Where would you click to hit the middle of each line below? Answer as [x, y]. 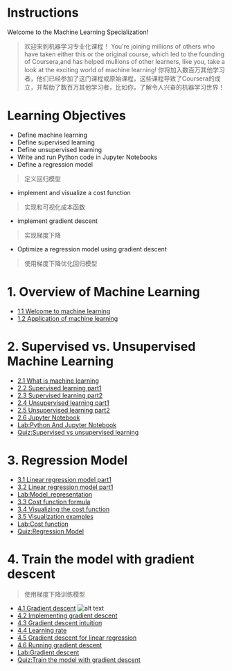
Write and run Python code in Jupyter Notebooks [87, 157]
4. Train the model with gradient [101, 559]
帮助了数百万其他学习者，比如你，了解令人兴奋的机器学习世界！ [134, 87]
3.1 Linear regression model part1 [64, 479]
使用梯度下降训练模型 [54, 594]
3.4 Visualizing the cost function [63, 509]
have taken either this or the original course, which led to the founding [124, 54]
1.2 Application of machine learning [68, 318]
